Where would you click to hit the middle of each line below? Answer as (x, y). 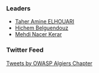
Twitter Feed (25, 50)
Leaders (19, 8)
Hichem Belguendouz (42, 28)
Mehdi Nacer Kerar (38, 34)
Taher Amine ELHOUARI (45, 22)
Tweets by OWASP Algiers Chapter (49, 63)
